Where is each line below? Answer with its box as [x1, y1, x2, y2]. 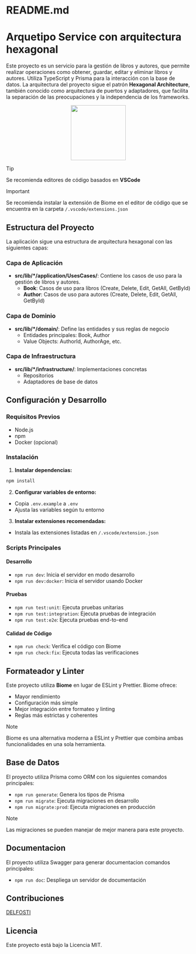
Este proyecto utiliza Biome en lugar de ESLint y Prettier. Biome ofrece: [6, 682, 177, 689]
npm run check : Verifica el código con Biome [14, 643, 121, 650]
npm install [6, 478, 35, 484]
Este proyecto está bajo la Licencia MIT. [6, 942, 102, 949]
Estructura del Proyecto [6, 223, 95, 232]
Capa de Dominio [6, 312, 56, 320]
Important [6, 188, 30, 195]
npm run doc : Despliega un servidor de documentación [14, 876, 146, 884]
